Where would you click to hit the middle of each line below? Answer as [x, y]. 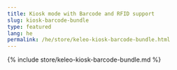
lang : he [20, 33]
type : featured [29, 27]
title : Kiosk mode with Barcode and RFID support [81, 14]
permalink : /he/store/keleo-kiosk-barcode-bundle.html [89, 40]
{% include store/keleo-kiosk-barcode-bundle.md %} [84, 59]
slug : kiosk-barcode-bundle [48, 20]
